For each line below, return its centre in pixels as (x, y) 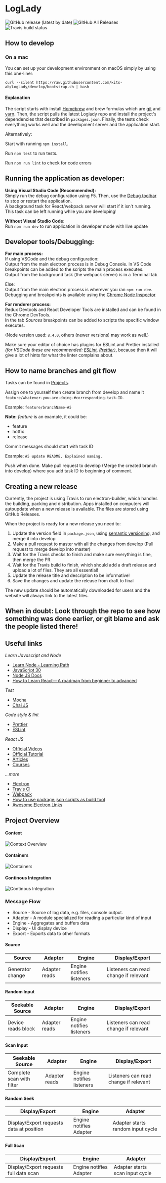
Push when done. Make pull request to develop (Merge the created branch (81, 465)
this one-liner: (19, 73)
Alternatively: (19, 134)
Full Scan (15, 1145)
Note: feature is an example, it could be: (46, 417)
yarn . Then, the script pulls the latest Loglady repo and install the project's (81, 114)
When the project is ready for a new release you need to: (63, 524)
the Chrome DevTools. (28, 315)
